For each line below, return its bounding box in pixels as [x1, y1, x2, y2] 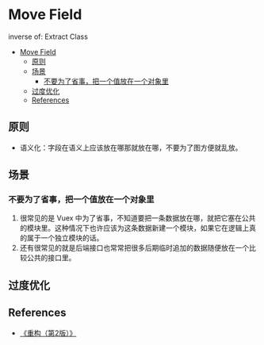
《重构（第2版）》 [19, 328, 77, 338]
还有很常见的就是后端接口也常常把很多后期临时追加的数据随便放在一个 [19, 243, 250, 253]
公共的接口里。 [26, 253, 76, 263]
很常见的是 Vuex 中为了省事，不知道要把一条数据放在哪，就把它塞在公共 [19, 213, 256, 223]
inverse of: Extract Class [8, 32, 89, 41]
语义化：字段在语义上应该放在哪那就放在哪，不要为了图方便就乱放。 [19, 143, 243, 152]
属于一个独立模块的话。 [26, 233, 104, 243]
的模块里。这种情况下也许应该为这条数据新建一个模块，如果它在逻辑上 [19, 224, 250, 233]
